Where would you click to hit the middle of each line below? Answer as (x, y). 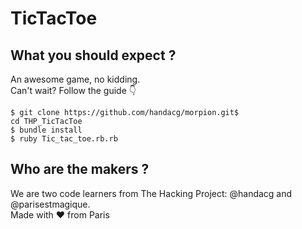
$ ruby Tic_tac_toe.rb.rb (64, 139)
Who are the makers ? (80, 169)
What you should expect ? (93, 55)
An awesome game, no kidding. (75, 79)
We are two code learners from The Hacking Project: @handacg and (151, 193)
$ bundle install (46, 130)
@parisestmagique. (50, 204)
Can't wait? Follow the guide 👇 (73, 90)
